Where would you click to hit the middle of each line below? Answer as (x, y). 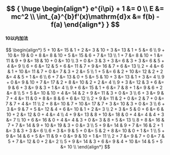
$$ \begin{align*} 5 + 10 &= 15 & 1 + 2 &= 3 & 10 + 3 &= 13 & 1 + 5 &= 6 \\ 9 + (85, 50)
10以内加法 (17, 38)
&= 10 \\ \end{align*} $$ (85, 146)
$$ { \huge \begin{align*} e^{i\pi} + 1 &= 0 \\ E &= (85, 9)
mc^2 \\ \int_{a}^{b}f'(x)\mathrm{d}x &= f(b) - (85, 17)
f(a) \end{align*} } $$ (85, 25)
